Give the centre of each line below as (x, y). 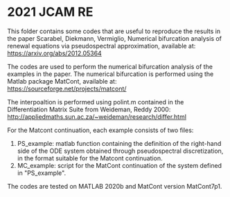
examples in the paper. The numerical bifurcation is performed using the (110, 74)
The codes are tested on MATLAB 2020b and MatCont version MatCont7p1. (115, 186)
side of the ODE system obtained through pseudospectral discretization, (120, 151)
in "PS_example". (42, 173)
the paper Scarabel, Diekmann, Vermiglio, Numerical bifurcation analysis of (115, 38)
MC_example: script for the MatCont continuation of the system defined (120, 165)
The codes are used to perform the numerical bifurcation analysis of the (110, 66)
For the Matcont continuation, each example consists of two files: (100, 130)
